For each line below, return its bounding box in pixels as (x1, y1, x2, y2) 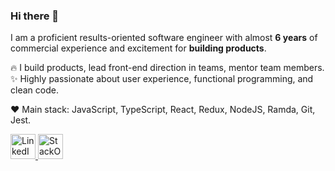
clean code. (10, 84, 59, 96)
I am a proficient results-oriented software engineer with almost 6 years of (10, 32, 318, 44)
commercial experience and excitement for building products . (10, 42, 267, 54)
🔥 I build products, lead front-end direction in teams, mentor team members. (10, 62, 325, 74)
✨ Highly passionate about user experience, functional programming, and (10, 73, 314, 85)
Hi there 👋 (10, 9, 60, 23)
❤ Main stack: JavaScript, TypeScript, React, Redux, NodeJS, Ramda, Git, (10, 104, 316, 116)
